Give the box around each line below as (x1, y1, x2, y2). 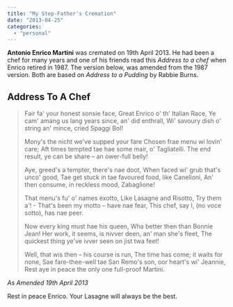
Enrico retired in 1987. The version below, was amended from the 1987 (7, 63, 209, 72)
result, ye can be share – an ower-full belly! (24, 152, 148, 160)
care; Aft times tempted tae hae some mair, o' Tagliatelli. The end (24, 145, 211, 153)
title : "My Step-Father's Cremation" (7, 10, 117, 17)
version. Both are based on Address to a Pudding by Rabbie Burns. (7, 71, 199, 79)
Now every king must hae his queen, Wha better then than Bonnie (24, 222, 214, 231)
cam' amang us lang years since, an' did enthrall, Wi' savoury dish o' (24, 117, 221, 125)
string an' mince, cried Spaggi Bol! (24, 124, 124, 133)
